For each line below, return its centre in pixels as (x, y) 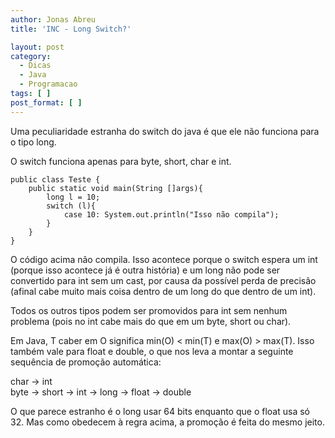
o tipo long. (33, 142)
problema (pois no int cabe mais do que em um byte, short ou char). (151, 321)
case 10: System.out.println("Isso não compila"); (171, 214)
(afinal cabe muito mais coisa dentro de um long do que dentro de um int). (163, 291)
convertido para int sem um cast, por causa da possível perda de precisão (163, 280)
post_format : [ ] (46, 102)
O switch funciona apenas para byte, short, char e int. (121, 161)
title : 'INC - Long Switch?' (71, 29)
